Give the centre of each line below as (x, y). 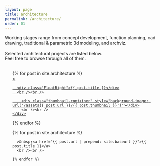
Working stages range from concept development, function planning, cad (80, 38)
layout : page (19, 10)
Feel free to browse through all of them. (46, 59)
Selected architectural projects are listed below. (54, 54)
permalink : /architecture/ (33, 19)
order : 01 (15, 24)
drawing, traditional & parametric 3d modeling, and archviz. (66, 43)
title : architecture (27, 14)
